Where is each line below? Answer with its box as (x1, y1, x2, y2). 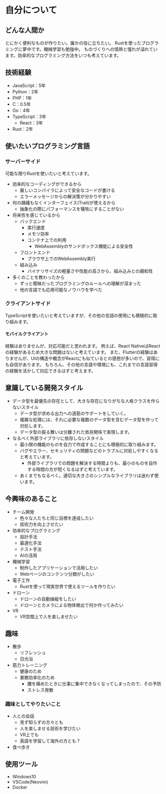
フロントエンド (19, 249, 51, 255)
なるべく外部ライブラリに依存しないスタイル (12, 435, 104, 441)
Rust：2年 (12, 126, 33, 132)
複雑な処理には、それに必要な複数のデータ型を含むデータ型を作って (19, 416, 159, 423)
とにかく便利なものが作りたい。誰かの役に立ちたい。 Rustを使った (5, 40, 142, 46)
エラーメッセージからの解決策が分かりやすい (19, 193, 111, 199)
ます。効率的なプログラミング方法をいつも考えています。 (5, 53, 121, 58)
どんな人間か (5, 26, 45, 34)
